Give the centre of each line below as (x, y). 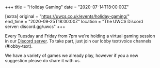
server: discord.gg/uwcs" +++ (35, 27)
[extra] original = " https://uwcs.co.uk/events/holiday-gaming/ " (67, 16)
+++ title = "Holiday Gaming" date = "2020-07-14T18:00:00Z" (67, 7)
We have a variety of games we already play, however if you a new (72, 55)
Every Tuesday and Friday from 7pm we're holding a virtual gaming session (80, 36)
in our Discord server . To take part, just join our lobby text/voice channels (78, 41)
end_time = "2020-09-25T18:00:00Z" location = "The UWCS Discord (74, 21)
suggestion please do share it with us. (43, 61)
